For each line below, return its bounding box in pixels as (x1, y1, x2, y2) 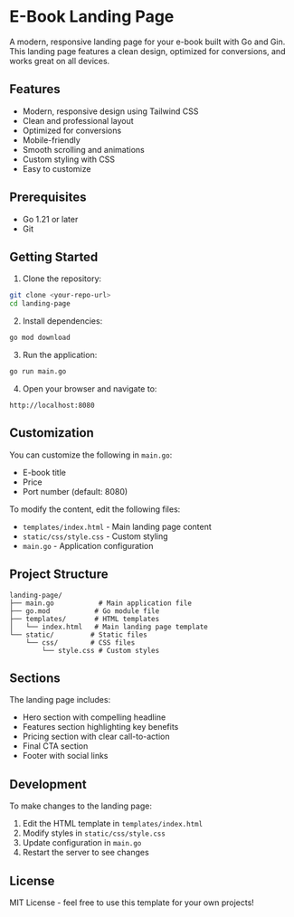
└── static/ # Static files (9, 630, 147, 639)
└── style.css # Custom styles (42, 646, 160, 655)
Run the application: (22, 350, 98, 360)
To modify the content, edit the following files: (9, 504, 181, 515)
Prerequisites (9, 190, 87, 205)
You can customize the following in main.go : (9, 449, 173, 460)
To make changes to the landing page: (9, 800, 152, 811)
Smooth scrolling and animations (22, 144, 145, 155)
